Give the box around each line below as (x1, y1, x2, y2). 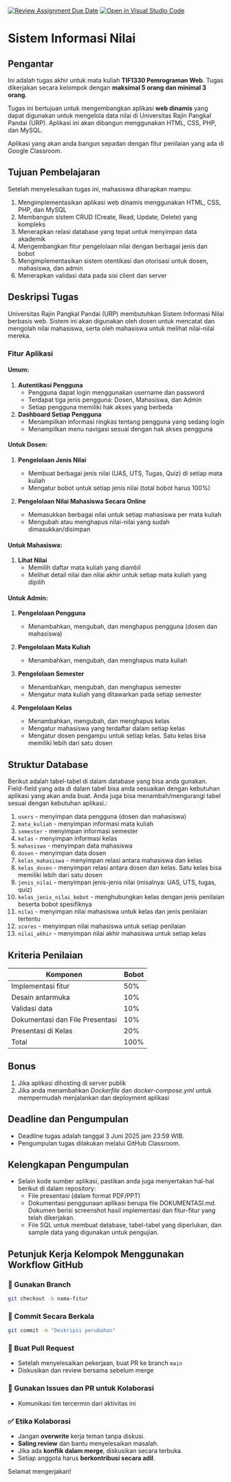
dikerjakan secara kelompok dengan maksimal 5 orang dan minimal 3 (8, 83, 207, 92)
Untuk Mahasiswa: (8, 541, 63, 549)
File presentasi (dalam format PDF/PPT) (27, 1192, 141, 1200)
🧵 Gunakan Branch (8, 1280, 71, 1289)
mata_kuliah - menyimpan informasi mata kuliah (17, 819, 154, 828)
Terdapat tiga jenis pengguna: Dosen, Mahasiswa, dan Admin (27, 396, 202, 404)
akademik (17, 235, 46, 243)
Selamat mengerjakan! (8, 1468, 71, 1476)
